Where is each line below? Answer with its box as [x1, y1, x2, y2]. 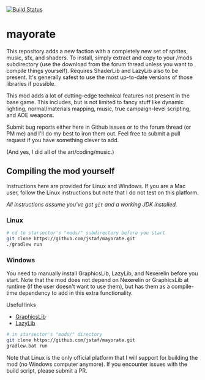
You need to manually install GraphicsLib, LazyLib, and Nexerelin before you [6, 270, 198, 277]
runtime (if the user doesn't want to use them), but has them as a [6, 283, 170, 290]
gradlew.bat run [6, 343, 48, 349]
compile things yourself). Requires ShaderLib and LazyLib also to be [6, 67, 179, 74]
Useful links [6, 301, 36, 308]
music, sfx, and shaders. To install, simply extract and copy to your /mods [6, 54, 193, 61]
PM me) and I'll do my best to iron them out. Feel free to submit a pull [6, 129, 181, 137]
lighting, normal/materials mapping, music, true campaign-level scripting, [6, 105, 191, 112]
